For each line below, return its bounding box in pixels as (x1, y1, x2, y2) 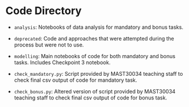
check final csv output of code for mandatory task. (14, 76, 138, 83)
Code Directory (5, 4, 82, 18)
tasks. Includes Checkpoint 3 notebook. (14, 59, 111, 66)
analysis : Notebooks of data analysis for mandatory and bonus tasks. (14, 24, 184, 31)
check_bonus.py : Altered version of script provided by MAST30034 (14, 88, 176, 95)
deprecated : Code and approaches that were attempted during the (14, 35, 174, 42)
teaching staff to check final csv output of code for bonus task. (14, 94, 167, 101)
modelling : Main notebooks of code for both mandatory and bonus (14, 52, 176, 59)
